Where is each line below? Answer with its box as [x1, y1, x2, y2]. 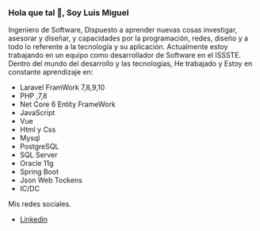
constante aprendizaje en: [8, 67, 94, 77]
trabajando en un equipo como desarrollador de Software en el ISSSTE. [8, 51, 242, 60]
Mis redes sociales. [8, 199, 71, 209]
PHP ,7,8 [19, 91, 48, 101]
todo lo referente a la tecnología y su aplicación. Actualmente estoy [8, 42, 228, 52]
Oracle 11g [19, 159, 54, 168]
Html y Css [19, 125, 56, 134]
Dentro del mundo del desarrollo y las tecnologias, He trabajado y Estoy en [8, 59, 253, 68]
